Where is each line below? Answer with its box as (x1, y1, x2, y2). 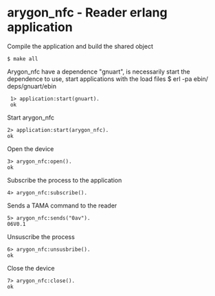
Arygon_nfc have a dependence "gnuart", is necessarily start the (7, 67, 190, 76)
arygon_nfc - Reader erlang (7, 5, 168, 21)
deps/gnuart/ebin (7, 82, 57, 90)
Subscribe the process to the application (7, 176, 122, 184)
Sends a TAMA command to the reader (7, 201, 117, 209)
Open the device (7, 144, 54, 152)
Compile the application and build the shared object (7, 42, 153, 50)
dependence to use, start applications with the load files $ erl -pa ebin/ (7, 74, 208, 83)
